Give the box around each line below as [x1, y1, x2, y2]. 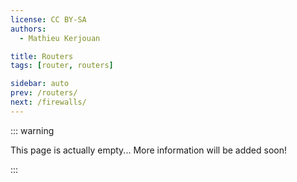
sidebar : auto [10, 79, 70, 89]
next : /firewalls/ [10, 97, 87, 107]
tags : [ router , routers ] [10, 61, 114, 71]
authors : [10, 24, 47, 34]
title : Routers [10, 51, 74, 61]
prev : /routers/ [10, 88, 78, 98]
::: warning [10, 124, 55, 136]
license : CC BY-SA [10, 14, 87, 25]
